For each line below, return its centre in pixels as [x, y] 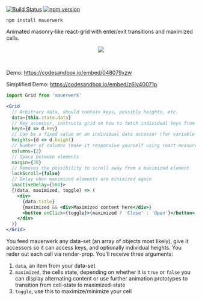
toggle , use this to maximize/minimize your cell [73, 291]
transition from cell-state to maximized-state [70, 285]
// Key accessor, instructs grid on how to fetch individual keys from [103, 123]
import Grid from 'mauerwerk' [44, 95]
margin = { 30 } [27, 162]
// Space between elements [45, 157]
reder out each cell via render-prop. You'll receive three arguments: [90, 254]
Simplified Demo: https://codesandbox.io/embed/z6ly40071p [82, 84]
